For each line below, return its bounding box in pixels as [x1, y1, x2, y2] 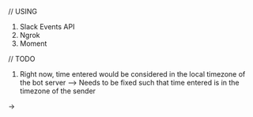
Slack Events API [19, 22, 75, 31]
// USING [8, 7, 38, 16]
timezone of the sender [19, 86, 96, 96]
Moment [19, 39, 47, 48]
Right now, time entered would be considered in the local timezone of [19, 70, 246, 78]
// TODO [8, 55, 36, 63]
